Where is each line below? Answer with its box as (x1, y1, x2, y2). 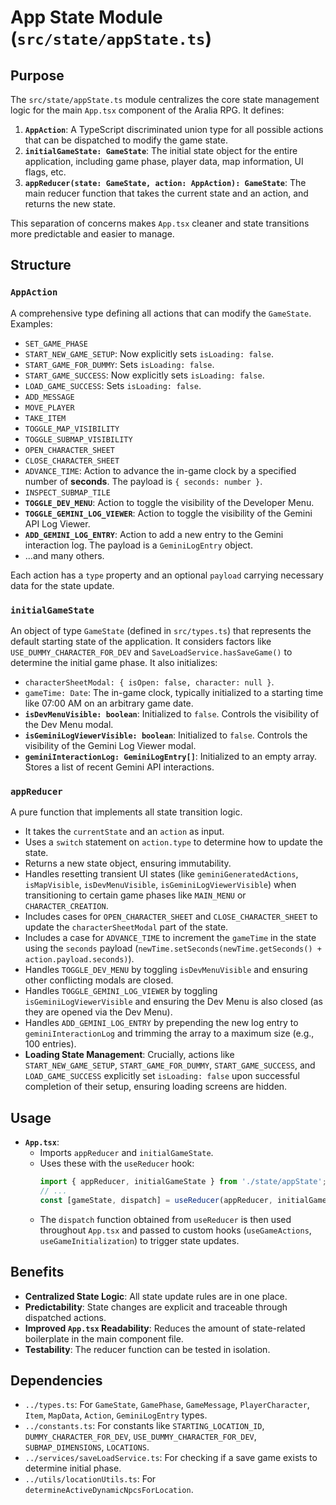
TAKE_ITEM (24, 413, 67, 423)
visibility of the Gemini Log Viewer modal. (24, 739, 197, 751)
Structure (10, 257, 72, 274)
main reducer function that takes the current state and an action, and (24, 187, 309, 199)
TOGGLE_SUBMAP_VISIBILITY (24, 434, 133, 445)
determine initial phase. (24, 1462, 122, 1475)
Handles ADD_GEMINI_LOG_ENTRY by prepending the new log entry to (24, 1017, 299, 1029)
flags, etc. (24, 166, 67, 178)
